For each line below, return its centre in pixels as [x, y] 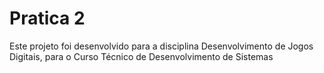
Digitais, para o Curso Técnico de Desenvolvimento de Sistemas [141, 56]
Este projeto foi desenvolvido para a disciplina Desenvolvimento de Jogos [161, 46]
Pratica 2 [47, 18]
